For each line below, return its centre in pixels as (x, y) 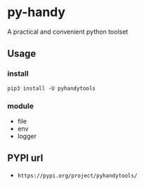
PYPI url (25, 158)
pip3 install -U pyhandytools (52, 88)
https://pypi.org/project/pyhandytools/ (77, 175)
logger (27, 136)
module (20, 106)
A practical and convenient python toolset (68, 32)
